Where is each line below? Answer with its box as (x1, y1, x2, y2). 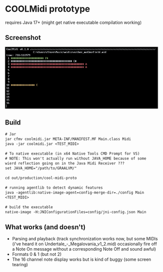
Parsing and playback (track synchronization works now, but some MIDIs (12, 236, 158, 242)
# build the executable (5, 205, 53, 210)
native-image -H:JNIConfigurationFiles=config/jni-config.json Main (5, 210, 147, 215)
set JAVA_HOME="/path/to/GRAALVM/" (5, 166, 77, 171)
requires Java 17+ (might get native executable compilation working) (5, 19, 142, 25)
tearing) (12, 262, 28, 268)
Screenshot (5, 34, 41, 42)
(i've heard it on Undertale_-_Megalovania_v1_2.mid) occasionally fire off (12, 241, 157, 247)
